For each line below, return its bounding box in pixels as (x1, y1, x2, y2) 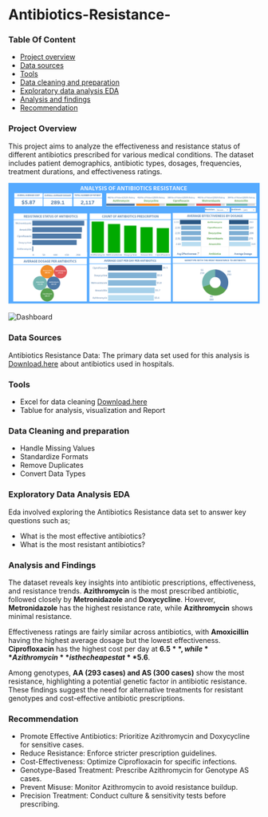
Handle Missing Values (19, 443, 96, 453)
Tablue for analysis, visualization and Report (19, 406, 166, 414)
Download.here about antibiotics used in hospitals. (8, 359, 175, 368)
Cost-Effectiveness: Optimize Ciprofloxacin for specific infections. (19, 757, 238, 767)
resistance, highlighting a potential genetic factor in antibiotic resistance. (8, 676, 247, 686)
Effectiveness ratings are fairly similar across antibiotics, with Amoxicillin (8, 627, 250, 637)
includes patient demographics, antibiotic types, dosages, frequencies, (8, 158, 242, 168)
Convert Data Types (19, 469, 86, 478)
